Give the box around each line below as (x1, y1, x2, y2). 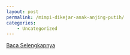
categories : (6, 20, 36, 26)
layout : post (6, 8, 39, 15)
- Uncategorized (17, 25, 58, 32)
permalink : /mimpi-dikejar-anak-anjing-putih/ (6, 14, 125, 20)
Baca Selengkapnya (6, 42, 56, 49)
